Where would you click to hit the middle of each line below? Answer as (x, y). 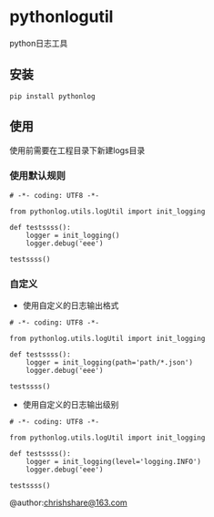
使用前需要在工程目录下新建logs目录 (77, 150)
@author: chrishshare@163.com (68, 502)
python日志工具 (39, 43)
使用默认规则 (38, 176)
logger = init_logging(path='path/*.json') (110, 363)
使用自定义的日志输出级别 (71, 405)
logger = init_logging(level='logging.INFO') (114, 462)
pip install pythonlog (52, 96)
